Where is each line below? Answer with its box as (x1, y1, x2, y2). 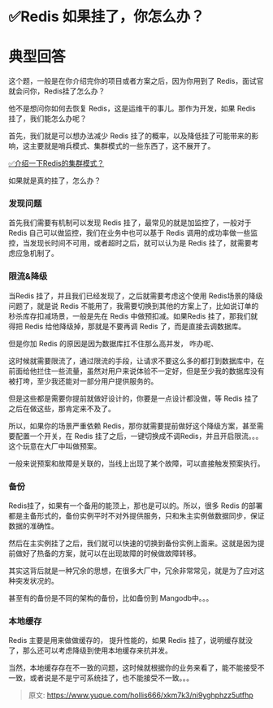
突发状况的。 (15, 576, 58, 586)
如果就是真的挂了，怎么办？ (8, 176, 102, 185)
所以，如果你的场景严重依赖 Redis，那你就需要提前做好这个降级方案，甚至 (8, 420, 258, 431)
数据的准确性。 (8, 521, 58, 531)
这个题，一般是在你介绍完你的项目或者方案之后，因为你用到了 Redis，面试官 (8, 76, 264, 86)
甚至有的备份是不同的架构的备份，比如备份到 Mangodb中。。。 (8, 593, 214, 603)
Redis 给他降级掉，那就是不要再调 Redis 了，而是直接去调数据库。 (24, 321, 246, 331)
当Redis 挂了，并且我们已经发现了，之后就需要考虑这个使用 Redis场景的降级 (8, 290, 263, 301)
